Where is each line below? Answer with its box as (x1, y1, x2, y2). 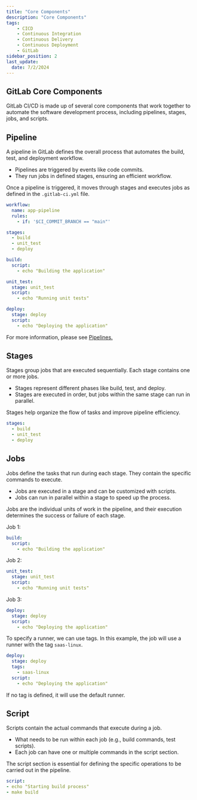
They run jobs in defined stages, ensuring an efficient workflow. (14, 173, 172, 179)
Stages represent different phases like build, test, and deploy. (14, 385, 166, 392)
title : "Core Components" (6, 8, 70, 15)
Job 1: (6, 523, 21, 531)
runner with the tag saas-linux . (6, 641, 83, 648)
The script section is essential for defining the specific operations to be (6, 760, 181, 768)
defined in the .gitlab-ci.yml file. (6, 191, 90, 197)
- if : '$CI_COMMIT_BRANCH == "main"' (17, 219, 111, 225)
